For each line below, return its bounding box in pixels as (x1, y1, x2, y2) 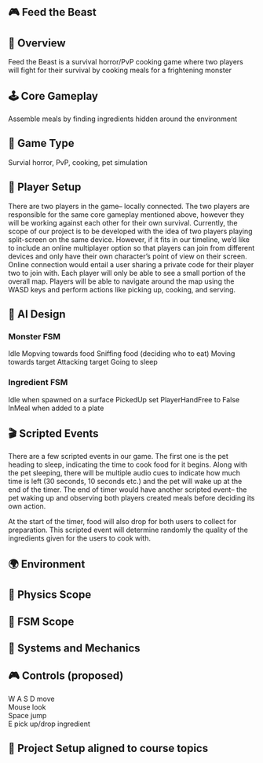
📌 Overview (8, 36, 66, 50)
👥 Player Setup (8, 181, 82, 194)
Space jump (8, 710, 47, 720)
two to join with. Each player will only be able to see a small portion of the (8, 268, 246, 277)
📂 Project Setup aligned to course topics (8, 742, 209, 755)
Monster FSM (8, 331, 61, 342)
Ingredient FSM (8, 377, 68, 388)
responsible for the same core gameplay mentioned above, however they (8, 210, 245, 219)
